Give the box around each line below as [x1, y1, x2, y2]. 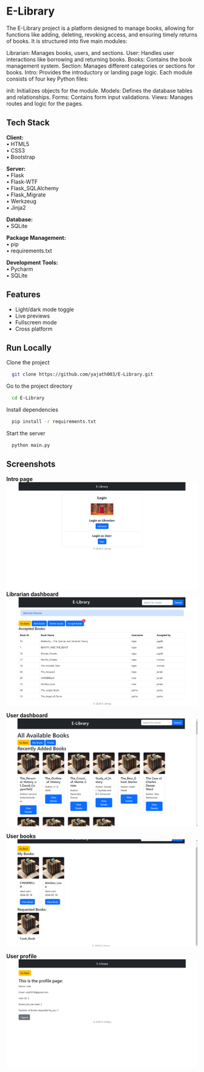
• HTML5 [6, 140, 30, 148]
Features [6, 290, 41, 300]
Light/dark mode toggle [15, 306, 75, 313]
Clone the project [6, 359, 50, 366]
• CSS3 [6, 146, 25, 154]
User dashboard [6, 712, 48, 719]
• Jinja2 [6, 204, 26, 211]
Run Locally [6, 343, 52, 353]
